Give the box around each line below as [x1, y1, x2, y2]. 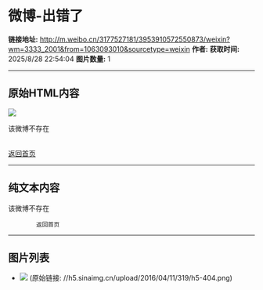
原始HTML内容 [8, 87, 80, 100]
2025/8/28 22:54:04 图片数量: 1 [8, 54, 111, 63]
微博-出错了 [8, 7, 84, 25]
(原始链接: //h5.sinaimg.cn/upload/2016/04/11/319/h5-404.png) [29, 274, 233, 283]
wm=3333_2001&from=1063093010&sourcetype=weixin [8, 44, 190, 53]
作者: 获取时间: [191, 44, 240, 53]
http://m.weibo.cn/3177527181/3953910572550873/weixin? [39, 34, 231, 44]
